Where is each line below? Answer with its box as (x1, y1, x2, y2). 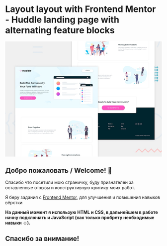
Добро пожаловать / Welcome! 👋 (5, 166, 112, 175)
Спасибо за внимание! (5, 234, 80, 243)
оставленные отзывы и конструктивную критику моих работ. (5, 185, 135, 191)
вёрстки (5, 200, 23, 206)
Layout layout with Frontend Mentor (5, 3, 156, 15)
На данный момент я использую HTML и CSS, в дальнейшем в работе (5, 209, 158, 215)
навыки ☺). (5, 220, 31, 226)
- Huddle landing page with (5, 14, 119, 25)
